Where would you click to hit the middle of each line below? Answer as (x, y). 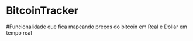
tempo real (19, 32)
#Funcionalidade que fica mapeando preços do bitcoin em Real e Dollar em (96, 27)
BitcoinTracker (42, 11)
